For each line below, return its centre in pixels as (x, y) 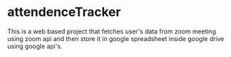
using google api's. (35, 46)
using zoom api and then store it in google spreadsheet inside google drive (116, 38)
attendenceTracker (64, 12)
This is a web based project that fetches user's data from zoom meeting (112, 31)
